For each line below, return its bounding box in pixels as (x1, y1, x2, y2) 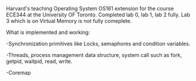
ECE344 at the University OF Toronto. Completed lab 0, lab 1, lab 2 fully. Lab (6, 11, 191, 18)
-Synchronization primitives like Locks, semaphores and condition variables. (6, 41, 191, 47)
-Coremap (6, 69, 31, 76)
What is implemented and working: (6, 29, 90, 36)
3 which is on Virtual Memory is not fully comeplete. (6, 18, 132, 24)
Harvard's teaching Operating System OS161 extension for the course (6, 5, 174, 12)
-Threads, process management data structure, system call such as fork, (6, 52, 182, 58)
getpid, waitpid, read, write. (6, 58, 73, 65)
